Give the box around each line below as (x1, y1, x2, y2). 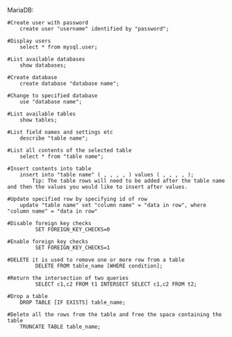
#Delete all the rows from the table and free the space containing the (7, 311, 222, 318)
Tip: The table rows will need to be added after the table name (32, 177, 226, 184)
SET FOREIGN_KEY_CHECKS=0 (35, 226, 110, 233)
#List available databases (7, 56, 85, 63)
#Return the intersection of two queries (7, 274, 129, 281)
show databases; (19, 62, 67, 69)
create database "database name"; (19, 80, 119, 87)
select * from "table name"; (19, 153, 104, 160)
